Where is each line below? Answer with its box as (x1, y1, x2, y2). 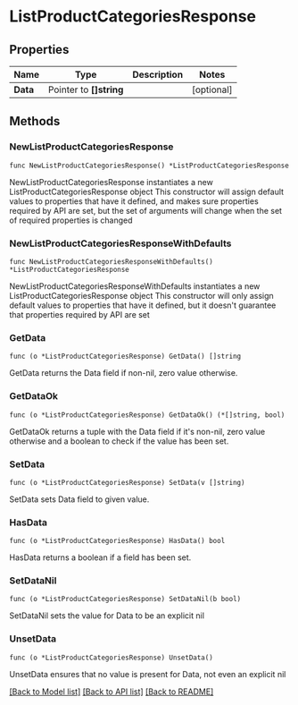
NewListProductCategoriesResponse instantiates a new (9, 176, 214, 187)
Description (132, 69, 184, 81)
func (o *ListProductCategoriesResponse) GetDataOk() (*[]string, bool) (9, 410, 286, 420)
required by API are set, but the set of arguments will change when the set (9, 205, 283, 216)
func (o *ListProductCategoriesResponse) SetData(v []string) (9, 478, 245, 487)
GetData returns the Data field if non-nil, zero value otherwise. (9, 368, 238, 378)
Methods (9, 114, 61, 129)
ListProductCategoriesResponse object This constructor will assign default (9, 186, 284, 197)
